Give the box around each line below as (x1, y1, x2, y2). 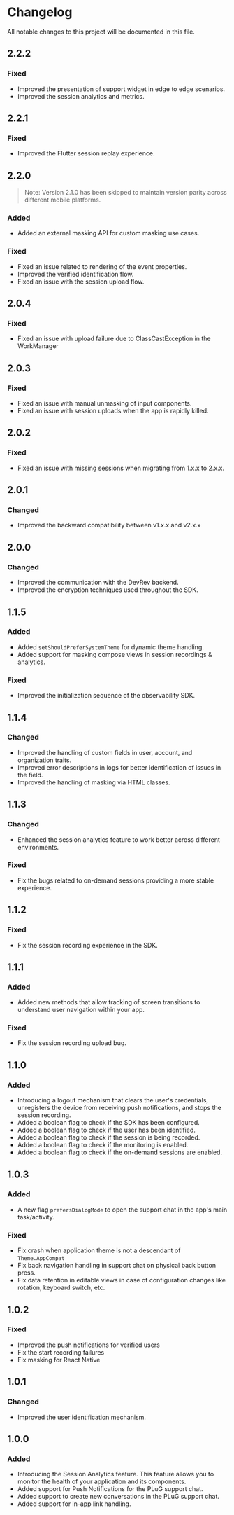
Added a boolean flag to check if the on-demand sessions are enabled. (17, 1148, 222, 1156)
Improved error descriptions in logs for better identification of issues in (17, 763, 221, 771)
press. (17, 1268, 36, 1277)
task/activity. (17, 1212, 54, 1221)
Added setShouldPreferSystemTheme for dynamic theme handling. (17, 642, 205, 651)
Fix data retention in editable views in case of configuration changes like (17, 1276, 226, 1285)
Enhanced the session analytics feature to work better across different (17, 835, 220, 844)
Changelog (7, 4, 73, 20)
